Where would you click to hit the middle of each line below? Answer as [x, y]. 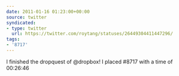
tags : [13, 39]
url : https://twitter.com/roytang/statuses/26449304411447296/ [92, 34]
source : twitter [26, 17]
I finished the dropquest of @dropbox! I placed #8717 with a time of [89, 61]
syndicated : [21, 23]
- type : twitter [26, 28]
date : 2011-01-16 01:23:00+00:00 [48, 12]
